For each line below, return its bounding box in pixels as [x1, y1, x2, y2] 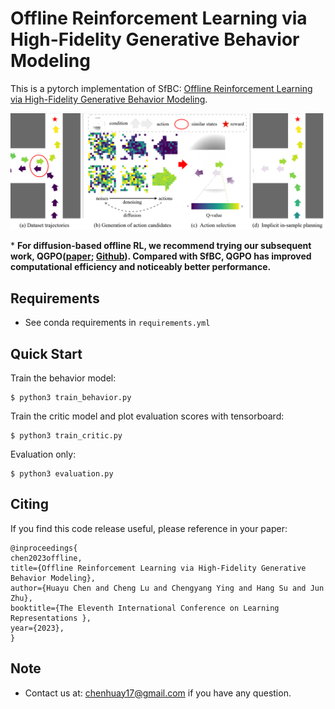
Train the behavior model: [10, 372, 117, 384]
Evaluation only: [10, 448, 77, 461]
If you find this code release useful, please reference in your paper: [10, 522, 288, 534]
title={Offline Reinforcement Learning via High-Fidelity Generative [10, 563, 307, 573]
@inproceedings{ [10, 543, 78, 553]
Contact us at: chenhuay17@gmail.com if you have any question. [24, 687, 292, 699]
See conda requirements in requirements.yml [24, 317, 211, 329]
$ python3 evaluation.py [10, 469, 114, 479]
